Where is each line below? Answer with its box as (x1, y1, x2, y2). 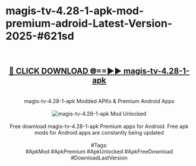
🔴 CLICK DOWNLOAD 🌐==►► (8, 66, 122, 76)
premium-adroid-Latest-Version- (5, 17, 173, 30)
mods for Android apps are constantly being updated (34, 129, 165, 136)
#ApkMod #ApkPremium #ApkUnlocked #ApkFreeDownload (25, 148, 173, 155)
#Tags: (90, 141, 108, 149)
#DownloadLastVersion (70, 154, 128, 161)
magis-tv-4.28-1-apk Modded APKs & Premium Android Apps (24, 97, 175, 104)
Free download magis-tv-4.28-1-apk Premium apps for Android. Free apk (10, 123, 189, 130)
